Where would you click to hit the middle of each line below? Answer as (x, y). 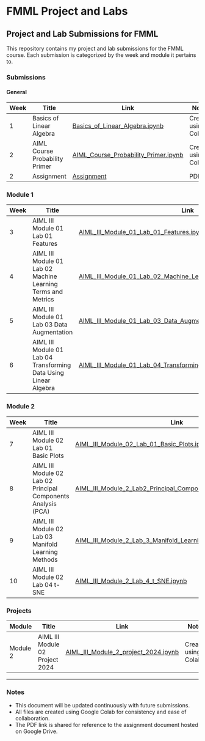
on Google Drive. (36, 731)
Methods (45, 559)
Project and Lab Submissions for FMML (82, 34)
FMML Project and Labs (67, 11)
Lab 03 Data (50, 325)
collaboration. (32, 718)
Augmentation (53, 333)
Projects (19, 611)
